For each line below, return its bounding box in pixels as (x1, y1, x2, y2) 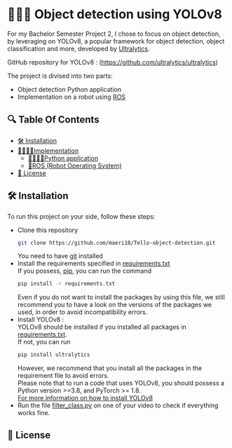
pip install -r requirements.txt (17, 280, 116, 287)
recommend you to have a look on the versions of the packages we (17, 301, 212, 309)
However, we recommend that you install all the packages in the (17, 364, 202, 372)
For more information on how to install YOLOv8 (17, 394, 153, 402)
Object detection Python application (17, 85, 121, 93)
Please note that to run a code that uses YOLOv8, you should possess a (17, 379, 225, 388)
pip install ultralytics (17, 351, 90, 358)
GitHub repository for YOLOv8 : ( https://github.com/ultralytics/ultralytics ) (7, 57, 219, 66)
